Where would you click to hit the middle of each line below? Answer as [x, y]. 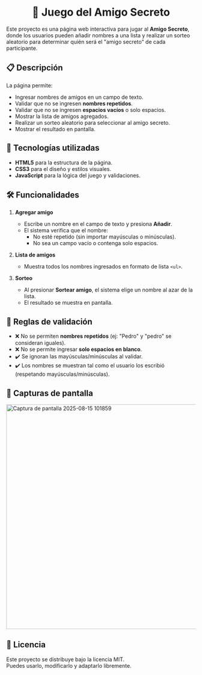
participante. [22, 48]
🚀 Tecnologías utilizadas [53, 148]
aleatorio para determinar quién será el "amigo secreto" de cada [86, 42]
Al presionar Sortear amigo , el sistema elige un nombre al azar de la [109, 290]
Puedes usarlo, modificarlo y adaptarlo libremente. [69, 665]
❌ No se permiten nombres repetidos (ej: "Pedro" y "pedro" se [93, 336]
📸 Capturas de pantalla [50, 393]
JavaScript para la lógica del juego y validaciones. [78, 175]
